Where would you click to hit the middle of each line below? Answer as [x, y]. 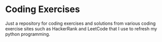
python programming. [28, 34]
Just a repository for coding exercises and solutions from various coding [80, 23]
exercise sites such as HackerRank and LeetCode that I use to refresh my [81, 28]
